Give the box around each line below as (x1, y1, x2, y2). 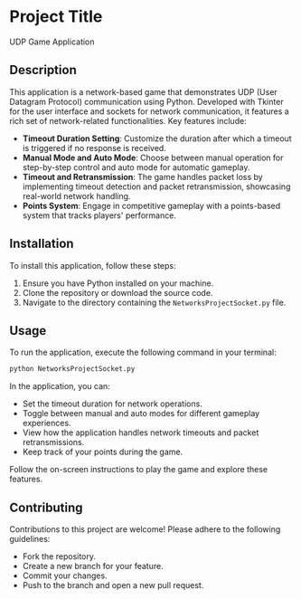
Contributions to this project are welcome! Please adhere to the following (9, 524, 281, 535)
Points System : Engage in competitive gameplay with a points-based (22, 200, 281, 211)
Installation (9, 236, 74, 252)
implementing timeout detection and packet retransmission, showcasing (22, 181, 291, 192)
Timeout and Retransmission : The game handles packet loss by (22, 171, 264, 182)
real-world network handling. (22, 190, 131, 201)
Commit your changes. (22, 570, 108, 581)
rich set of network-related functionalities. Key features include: (9, 115, 247, 126)
